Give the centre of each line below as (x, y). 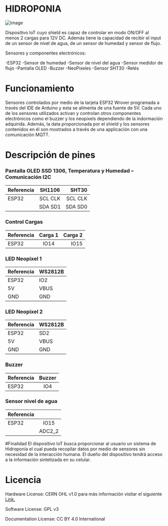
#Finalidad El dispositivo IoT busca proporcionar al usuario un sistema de (81, 443)
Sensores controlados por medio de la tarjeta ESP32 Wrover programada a (82, 102)
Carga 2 (73, 235)
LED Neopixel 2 (24, 312)
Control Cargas (24, 222)
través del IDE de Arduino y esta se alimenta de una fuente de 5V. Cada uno (83, 108)
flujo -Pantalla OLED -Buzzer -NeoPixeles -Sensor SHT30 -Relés (72, 68)
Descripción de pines (50, 155)
